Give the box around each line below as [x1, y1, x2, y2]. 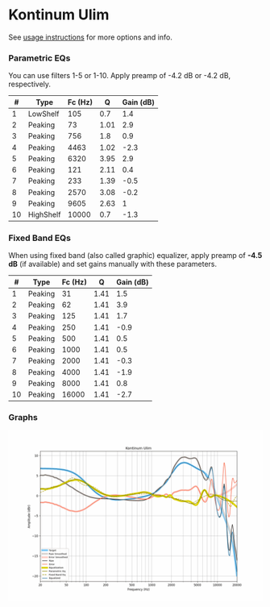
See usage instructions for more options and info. [8, 32, 173, 42]
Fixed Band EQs [8, 232, 71, 243]
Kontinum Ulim [8, 6, 110, 24]
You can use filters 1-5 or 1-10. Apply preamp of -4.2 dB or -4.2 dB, [8, 71, 231, 81]
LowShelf [27, 109, 60, 118]
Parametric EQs [8, 52, 71, 64]
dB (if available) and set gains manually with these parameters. [8, 260, 218, 269]
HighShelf [27, 210, 61, 219]
